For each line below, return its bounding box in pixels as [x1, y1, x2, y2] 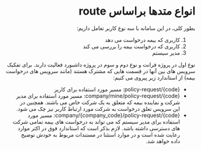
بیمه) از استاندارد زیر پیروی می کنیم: [113, 74, 196, 81]
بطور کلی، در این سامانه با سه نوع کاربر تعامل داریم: [76, 24, 196, 32]
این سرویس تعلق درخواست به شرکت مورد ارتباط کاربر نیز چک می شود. [16, 105, 180, 112]
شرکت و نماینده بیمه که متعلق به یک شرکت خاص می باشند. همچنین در [20, 99, 180, 106]
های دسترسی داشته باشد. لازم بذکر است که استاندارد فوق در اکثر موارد [17, 124, 180, 132]
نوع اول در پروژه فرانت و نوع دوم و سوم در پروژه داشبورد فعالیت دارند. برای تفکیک [7, 61, 196, 68]
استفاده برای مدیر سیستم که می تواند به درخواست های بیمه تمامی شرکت [12, 118, 180, 125]
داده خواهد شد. [145, 137, 180, 144]
